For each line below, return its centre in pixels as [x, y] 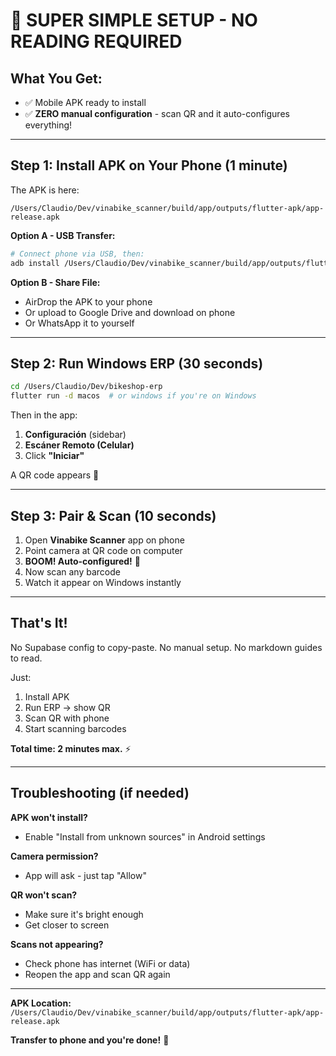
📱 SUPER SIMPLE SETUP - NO [134, 20]
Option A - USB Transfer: [63, 235]
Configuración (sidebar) [75, 435]
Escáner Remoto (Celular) [79, 445]
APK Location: [41, 1003]
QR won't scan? [44, 895]
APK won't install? [49, 817]
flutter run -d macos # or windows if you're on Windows [133, 396]
